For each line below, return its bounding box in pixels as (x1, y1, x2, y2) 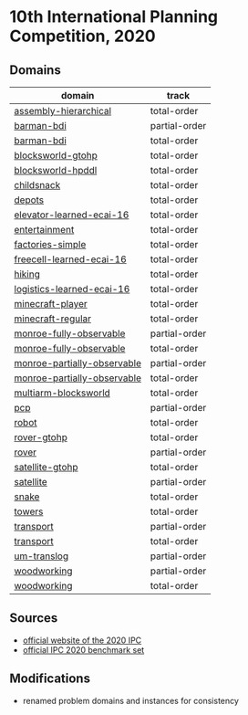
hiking (14, 268, 41, 280)
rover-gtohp (14, 431, 68, 444)
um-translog (14, 550, 69, 563)
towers (14, 505, 44, 518)
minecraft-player (14, 298, 88, 310)
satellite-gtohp (14, 461, 78, 473)
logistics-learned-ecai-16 (14, 283, 130, 295)
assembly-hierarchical (14, 105, 112, 117)
